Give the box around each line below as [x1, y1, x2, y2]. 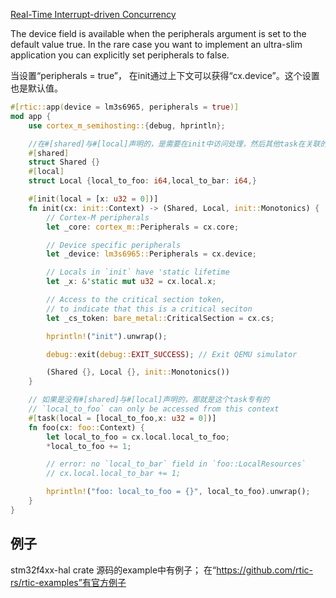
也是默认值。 [10, 82, 63, 94]
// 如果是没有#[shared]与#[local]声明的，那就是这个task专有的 [28, 395, 270, 405]
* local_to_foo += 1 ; [46, 441, 132, 451]
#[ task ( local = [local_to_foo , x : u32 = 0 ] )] [28, 413, 217, 423]
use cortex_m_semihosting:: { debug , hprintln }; [28, 120, 226, 131]
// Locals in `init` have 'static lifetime [46, 267, 230, 278]
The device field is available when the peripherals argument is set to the [10, 28, 307, 39]
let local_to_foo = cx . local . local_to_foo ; [46, 432, 230, 442]
